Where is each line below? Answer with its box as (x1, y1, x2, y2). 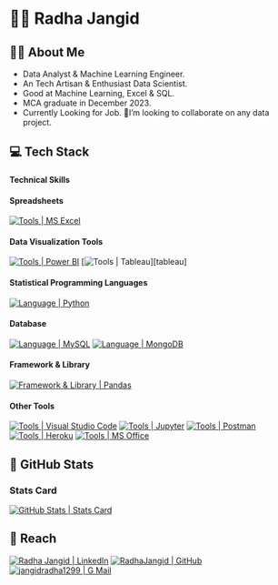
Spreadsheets (9, 195, 64, 206)
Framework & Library (9, 359, 91, 370)
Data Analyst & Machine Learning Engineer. (22, 68, 185, 79)
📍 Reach (9, 531, 57, 547)
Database (9, 318, 47, 329)
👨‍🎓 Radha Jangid (9, 8, 140, 29)
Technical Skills (9, 174, 71, 185)
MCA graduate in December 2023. (22, 97, 152, 108)
